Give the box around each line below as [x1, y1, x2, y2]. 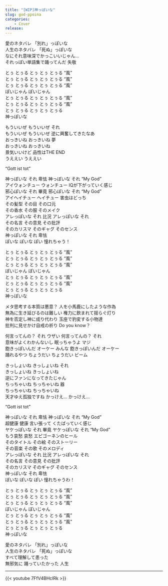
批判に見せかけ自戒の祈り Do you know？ [5, 323, 91, 329]
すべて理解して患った [5, 554, 49, 560]
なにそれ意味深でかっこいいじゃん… [5, 53, 79, 59]
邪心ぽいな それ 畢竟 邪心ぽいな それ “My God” [5, 188, 101, 194]
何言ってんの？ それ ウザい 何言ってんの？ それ [5, 333, 102, 339]
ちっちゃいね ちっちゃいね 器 [5, 381, 65, 387]
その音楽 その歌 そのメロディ [5, 445, 64, 451]
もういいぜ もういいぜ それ [5, 124, 60, 130]
